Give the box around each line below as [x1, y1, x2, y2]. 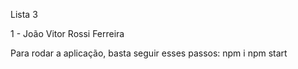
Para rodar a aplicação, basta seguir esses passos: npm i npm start [10, 47, 288, 59]
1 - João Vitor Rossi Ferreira [10, 28, 125, 39]
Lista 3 [10, 9, 38, 20]
